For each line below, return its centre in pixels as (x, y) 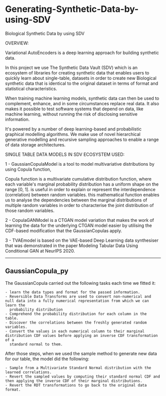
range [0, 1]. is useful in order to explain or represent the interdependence (80, 189)
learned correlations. (28, 372)
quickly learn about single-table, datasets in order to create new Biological (81, 78)
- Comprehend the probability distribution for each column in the (76, 314)
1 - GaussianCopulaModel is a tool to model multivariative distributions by (80, 164)
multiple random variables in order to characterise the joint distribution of (80, 205)
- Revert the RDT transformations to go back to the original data (76, 385)
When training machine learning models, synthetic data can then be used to (82, 98)
